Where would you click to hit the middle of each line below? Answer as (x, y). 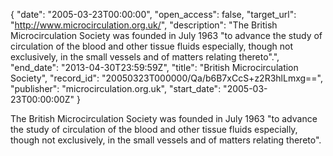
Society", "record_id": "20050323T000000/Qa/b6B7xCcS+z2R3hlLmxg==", (167, 78)
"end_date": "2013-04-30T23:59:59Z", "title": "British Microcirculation (154, 67)
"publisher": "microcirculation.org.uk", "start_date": (116, 88)
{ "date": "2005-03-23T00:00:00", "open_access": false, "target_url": (153, 14)
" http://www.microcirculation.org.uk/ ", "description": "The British (144, 25)
